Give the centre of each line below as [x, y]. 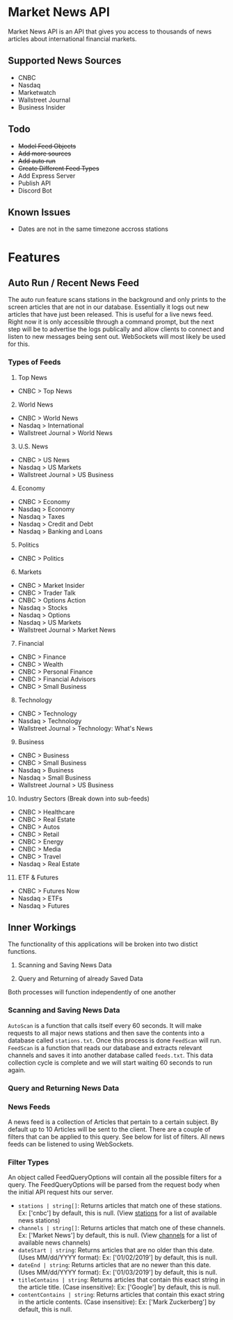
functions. [22, 952]
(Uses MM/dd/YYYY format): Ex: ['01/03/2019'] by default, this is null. [118, 1273]
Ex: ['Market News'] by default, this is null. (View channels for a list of [118, 1236]
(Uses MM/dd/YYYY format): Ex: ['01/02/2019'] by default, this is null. [118, 1258]
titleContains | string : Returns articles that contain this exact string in [121, 1280]
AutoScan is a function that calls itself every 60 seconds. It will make [105, 1025]
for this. [19, 344]
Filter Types [29, 1162]
